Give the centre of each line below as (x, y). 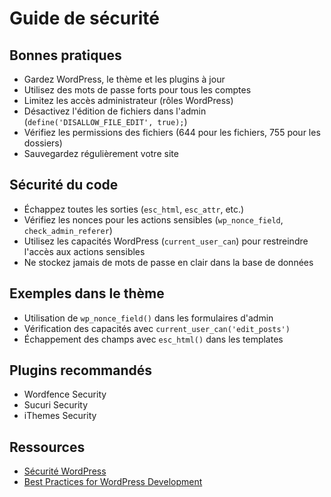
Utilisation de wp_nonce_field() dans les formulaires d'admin (148, 318)
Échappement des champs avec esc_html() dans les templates (153, 339)
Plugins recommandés (81, 370)
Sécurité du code (64, 185)
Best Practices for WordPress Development (113, 482)
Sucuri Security (56, 405)
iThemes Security (60, 416)
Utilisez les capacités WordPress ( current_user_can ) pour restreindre (166, 241)
